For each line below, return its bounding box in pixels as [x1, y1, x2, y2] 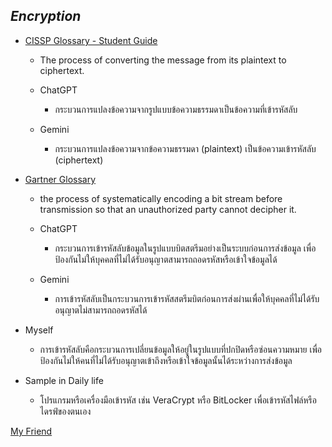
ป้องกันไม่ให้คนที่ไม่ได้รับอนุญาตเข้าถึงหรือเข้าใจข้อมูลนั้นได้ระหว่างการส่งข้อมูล [39, 354, 293, 366]
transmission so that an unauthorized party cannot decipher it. [39, 203, 297, 215]
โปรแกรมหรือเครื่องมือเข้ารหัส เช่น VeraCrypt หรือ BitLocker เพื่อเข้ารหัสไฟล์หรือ [39, 394, 317, 406]
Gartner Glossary [24, 173, 97, 185]
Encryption [10, 8, 82, 25]
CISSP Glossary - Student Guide [24, 34, 158, 46]
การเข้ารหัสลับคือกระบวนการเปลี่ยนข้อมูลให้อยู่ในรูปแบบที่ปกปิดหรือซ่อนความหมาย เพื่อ [39, 343, 323, 355]
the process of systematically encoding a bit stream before [39, 192, 283, 204]
